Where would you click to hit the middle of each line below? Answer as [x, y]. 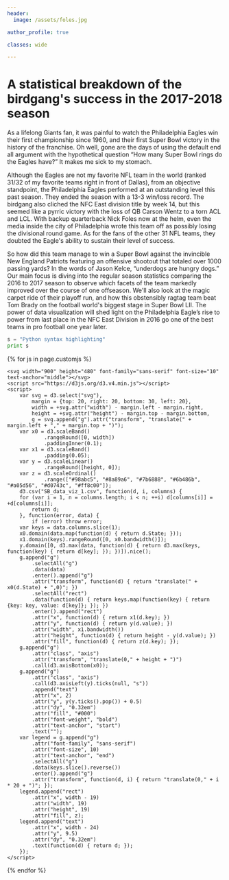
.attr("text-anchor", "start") [76, 725]
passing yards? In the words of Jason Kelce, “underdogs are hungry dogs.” [113, 269]
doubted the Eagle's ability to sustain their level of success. [91, 241]
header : [18, 13]
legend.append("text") [52, 821]
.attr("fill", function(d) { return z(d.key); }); [106, 641]
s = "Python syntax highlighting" [57, 340]
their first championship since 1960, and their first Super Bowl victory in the [113, 140]
